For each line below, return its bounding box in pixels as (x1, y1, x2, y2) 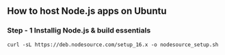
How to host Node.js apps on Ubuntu (7, 5, 167, 17)
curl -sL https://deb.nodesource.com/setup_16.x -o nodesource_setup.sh (7, 41, 219, 48)
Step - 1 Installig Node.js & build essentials (7, 26, 151, 35)
